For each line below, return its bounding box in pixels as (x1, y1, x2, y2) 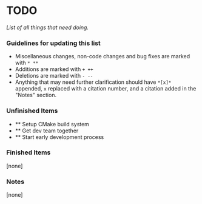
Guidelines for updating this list (6, 39, 101, 47)
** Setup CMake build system (15, 120, 90, 127)
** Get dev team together (15, 127, 79, 134)
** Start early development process (15, 133, 104, 140)
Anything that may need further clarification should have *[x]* (15, 78, 172, 86)
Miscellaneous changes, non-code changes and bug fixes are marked (15, 53, 190, 60)
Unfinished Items (6, 107, 58, 115)
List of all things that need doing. (6, 24, 89, 31)
